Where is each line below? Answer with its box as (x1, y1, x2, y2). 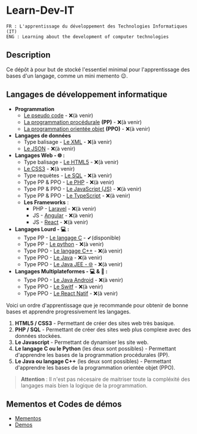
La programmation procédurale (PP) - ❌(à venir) (23, 118, 142, 125)
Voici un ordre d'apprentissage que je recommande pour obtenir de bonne (6, 301, 189, 309)
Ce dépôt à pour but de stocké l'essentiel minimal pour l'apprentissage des (6, 66, 190, 73)
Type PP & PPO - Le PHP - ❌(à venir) (23, 178, 114, 186)
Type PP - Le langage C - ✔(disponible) (23, 234, 121, 241)
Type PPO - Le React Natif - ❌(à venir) (23, 290, 118, 297)
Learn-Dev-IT (6, 4, 74, 17)
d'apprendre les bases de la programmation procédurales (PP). (14, 351, 170, 358)
